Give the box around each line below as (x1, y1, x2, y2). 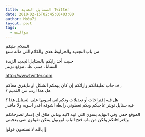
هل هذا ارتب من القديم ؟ (5, 88, 51, 93)
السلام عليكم (5, 44, 29, 49)
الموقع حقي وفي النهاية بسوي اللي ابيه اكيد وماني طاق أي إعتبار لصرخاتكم (5, 112, 141, 117)
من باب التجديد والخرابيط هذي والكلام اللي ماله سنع (5, 48, 100, 54)
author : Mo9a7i (5, 16, 37, 21)
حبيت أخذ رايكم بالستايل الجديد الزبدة (5, 58, 74, 64)
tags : (5, 25, 17, 30)
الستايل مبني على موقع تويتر (5, 63, 58, 69)
